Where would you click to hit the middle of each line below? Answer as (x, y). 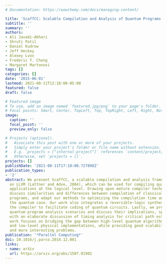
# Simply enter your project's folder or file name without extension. (83, 147)
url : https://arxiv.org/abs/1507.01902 (51, 254)
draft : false (19, 92)
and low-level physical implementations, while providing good (76, 226)
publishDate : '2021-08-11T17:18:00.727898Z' (52, 166)
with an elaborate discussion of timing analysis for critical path (82, 216)
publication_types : (25, 170)
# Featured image (23, 101)
